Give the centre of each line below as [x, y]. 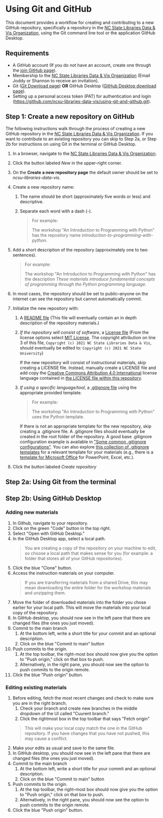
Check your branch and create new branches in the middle [79, 708]
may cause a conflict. [46, 738]
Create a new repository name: [43, 187]
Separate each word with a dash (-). [56, 211]
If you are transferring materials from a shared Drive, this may [86, 582]
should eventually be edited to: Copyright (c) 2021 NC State [81, 348]
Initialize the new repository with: [46, 308]
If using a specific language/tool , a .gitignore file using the [78, 387]
